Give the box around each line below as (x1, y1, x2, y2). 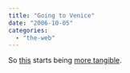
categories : (8, 26, 48, 34)
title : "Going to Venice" (8, 11, 95, 20)
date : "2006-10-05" (8, 19, 74, 27)
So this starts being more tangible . (8, 56, 122, 65)
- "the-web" (15, 33, 56, 42)
